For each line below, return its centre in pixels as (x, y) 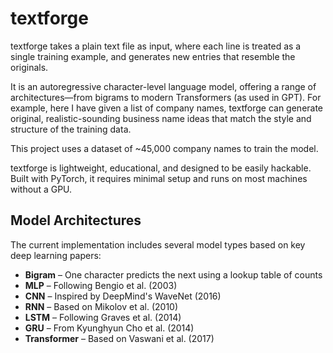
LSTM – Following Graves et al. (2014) (103, 317)
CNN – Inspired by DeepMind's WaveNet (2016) (123, 296)
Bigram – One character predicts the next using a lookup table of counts (173, 274)
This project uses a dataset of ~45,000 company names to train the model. (164, 148)
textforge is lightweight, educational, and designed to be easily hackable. (161, 168)
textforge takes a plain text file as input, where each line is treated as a (156, 46)
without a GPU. (41, 189)
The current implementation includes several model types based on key (158, 244)
